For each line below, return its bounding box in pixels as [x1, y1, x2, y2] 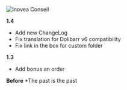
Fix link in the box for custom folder [14, 42, 104, 49]
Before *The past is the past [6, 77, 77, 84]
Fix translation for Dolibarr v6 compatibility [14, 36, 122, 42]
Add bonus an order [14, 65, 65, 72]
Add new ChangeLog [14, 29, 68, 36]
